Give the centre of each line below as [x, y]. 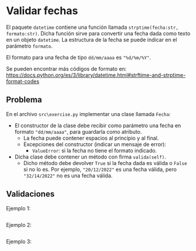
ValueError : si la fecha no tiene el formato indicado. [94, 150]
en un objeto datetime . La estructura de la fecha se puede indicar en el [92, 39]
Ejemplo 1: [18, 208]
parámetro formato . [29, 46]
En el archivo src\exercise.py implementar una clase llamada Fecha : [89, 114]
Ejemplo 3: [19, 241]
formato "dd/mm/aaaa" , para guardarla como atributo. [78, 131]
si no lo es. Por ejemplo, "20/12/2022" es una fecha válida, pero [100, 169]
